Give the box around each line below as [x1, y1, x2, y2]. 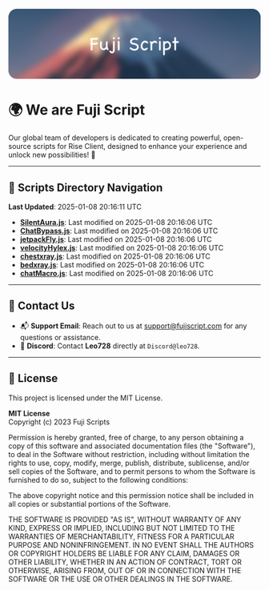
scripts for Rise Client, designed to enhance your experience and [33, 142, 247, 151]
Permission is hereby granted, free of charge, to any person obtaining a [8, 432, 244, 442]
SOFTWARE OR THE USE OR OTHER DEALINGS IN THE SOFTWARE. [8, 574, 233, 584]
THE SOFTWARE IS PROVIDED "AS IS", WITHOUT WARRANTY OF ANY [8, 514, 242, 524]
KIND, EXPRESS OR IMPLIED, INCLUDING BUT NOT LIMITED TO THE [8, 523, 235, 532]
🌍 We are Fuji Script [8, 101, 146, 119]
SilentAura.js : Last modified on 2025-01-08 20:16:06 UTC [19, 218, 213, 227]
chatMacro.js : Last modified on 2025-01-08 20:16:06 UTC [19, 269, 214, 279]
